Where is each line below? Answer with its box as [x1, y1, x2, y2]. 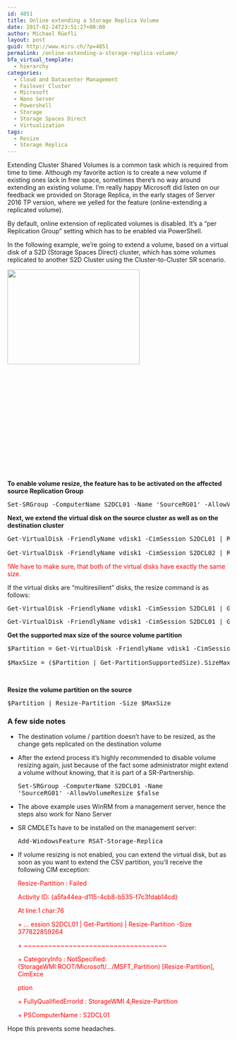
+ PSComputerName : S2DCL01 [17, 1011, 110, 1020]
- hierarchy [13, 63, 49, 70]
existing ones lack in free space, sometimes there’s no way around [7, 176, 201, 184]
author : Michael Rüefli [7, 30, 78, 37]
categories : [7, 69, 42, 76]
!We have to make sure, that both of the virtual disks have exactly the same [7, 562, 226, 571]
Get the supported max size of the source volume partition [7, 631, 182, 640]
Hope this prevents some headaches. [7, 1024, 116, 1033]
